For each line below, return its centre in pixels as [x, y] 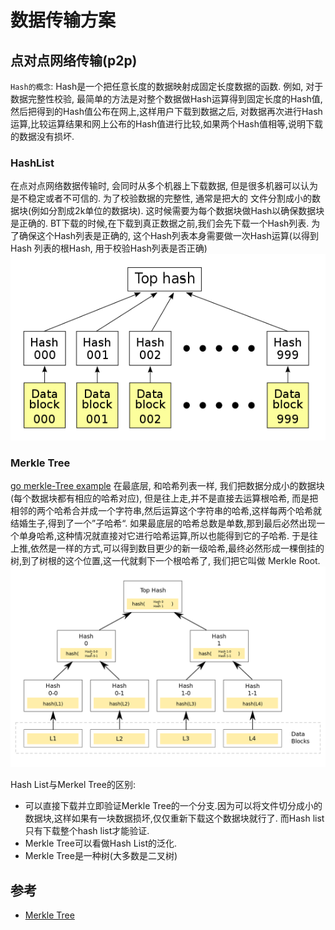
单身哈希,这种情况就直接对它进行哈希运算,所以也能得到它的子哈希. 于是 [164, 536]
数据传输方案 [63, 20]
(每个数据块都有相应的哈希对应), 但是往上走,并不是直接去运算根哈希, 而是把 [164, 498]
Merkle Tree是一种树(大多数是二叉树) [101, 856]
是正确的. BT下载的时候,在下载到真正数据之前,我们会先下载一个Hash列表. [160, 223]
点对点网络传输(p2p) [74, 60]
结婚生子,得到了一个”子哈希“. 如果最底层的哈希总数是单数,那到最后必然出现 [163, 523]
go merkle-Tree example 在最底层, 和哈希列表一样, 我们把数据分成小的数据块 [167, 486]
